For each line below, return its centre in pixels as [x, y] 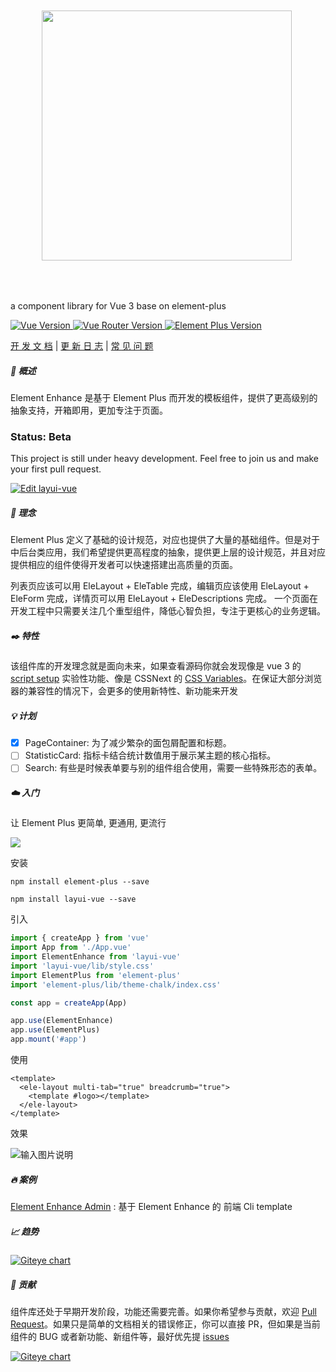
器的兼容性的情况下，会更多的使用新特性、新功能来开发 [124, 691]
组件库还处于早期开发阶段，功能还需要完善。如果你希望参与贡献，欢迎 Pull [163, 1311]
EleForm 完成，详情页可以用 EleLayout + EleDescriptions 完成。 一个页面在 [164, 599]
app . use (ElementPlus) [55, 1030]
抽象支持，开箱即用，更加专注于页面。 [89, 410]
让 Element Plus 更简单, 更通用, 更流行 [88, 823]
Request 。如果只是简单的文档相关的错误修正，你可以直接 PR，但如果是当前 [165, 1324]
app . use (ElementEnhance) [62, 1021]
